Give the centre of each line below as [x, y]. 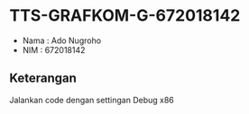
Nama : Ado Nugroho [62, 40]
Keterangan [43, 79]
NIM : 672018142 [54, 49]
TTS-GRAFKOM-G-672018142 [125, 16]
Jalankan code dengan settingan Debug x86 [92, 100]
